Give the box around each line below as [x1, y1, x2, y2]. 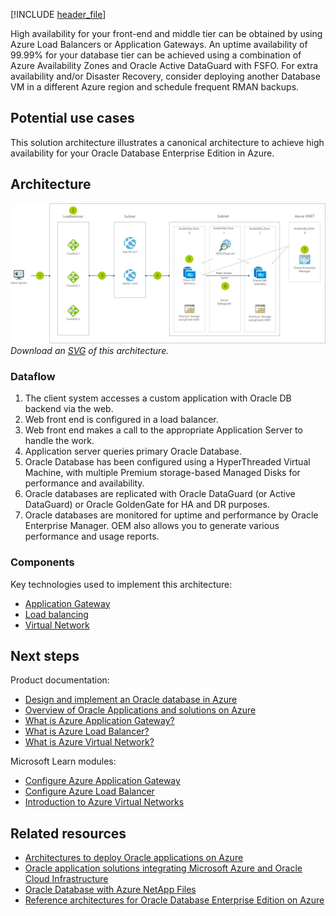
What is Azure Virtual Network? [24, 736, 155, 748]
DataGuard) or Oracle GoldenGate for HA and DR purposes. [24, 499, 270, 511]
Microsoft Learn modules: [10, 755, 117, 768]
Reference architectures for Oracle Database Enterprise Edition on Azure [24, 894, 325, 906]
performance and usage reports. [24, 530, 160, 543]
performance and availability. [24, 477, 145, 489]
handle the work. [24, 435, 95, 447]
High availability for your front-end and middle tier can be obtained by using [10, 28, 323, 39]
